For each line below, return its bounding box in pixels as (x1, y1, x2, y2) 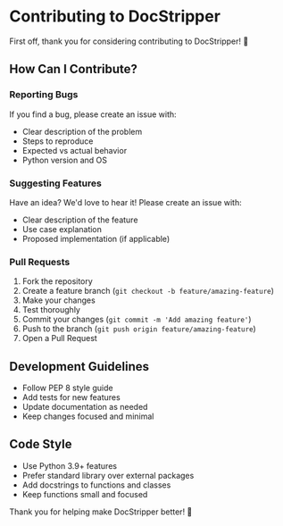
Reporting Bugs (9, 88, 79, 101)
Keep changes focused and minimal (21, 411, 154, 422)
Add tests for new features (21, 392, 121, 403)
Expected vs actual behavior (21, 145, 128, 155)
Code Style (9, 437, 72, 452)
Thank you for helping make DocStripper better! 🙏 (9, 506, 193, 517)
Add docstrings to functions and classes (21, 480, 171, 490)
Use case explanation (21, 223, 103, 234)
